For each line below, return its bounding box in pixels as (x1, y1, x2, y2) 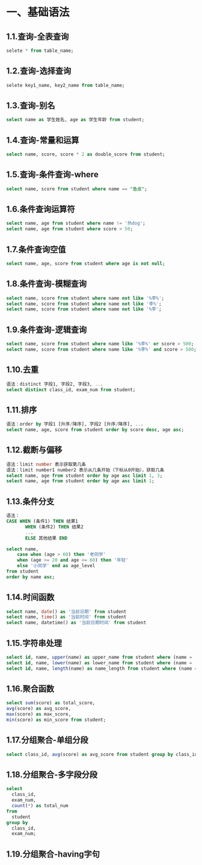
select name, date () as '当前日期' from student (6, 608, 127, 615)
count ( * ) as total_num (11, 803, 69, 809)
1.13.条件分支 (6, 496, 55, 506)
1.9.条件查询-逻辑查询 (6, 324, 87, 335)
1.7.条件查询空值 (6, 244, 66, 254)
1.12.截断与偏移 (6, 445, 63, 455)
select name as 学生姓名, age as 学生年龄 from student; (6, 117, 145, 123)
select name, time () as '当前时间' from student (6, 614, 127, 620)
